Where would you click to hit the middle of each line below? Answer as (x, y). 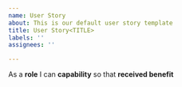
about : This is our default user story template (91, 23)
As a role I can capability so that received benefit (91, 74)
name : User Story (37, 15)
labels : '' (26, 38)
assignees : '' (32, 45)
